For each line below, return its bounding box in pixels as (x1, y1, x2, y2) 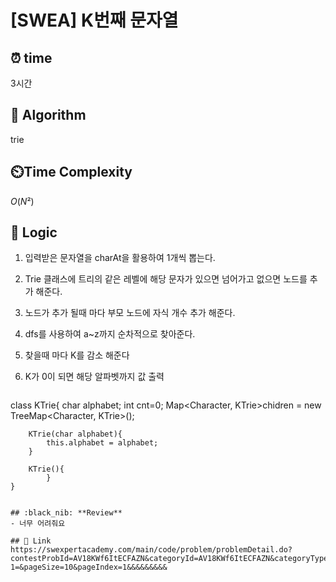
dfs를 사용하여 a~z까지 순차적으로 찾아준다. (24, 328, 196, 340)
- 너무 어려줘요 (10, 519, 66, 529)
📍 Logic (10, 224, 58, 241)
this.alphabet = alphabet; (46, 438, 159, 448)
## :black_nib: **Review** (10, 508, 123, 518)
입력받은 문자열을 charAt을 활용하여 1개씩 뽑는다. (24, 252, 216, 264)
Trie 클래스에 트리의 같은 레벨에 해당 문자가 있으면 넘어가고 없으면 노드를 (24, 273, 308, 285)
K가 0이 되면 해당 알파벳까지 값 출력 (24, 371, 165, 383)
